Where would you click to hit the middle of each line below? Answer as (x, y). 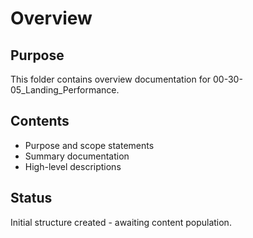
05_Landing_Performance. (65, 90)
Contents (40, 121)
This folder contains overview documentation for (111, 79)
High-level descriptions (73, 166)
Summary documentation (77, 156)
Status (31, 198)
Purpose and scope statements (89, 145)
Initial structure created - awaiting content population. (121, 222)
